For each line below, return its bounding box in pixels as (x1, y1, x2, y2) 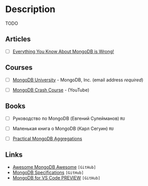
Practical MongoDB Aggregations (12, 135, 82, 142)
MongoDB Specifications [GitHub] (12, 169, 84, 175)
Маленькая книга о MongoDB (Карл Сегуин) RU (12, 125, 114, 131)
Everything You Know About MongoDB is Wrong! (12, 48, 115, 54)
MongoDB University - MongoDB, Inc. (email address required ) (12, 77, 143, 83)
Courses (5, 63, 33, 72)
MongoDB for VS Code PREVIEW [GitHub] (12, 174, 101, 180)
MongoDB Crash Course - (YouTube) (12, 87, 89, 93)
